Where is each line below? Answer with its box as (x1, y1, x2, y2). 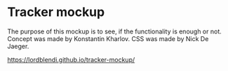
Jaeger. (7, 42, 29, 50)
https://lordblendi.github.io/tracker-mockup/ (7, 55, 135, 63)
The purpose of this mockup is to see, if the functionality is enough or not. (7, 27, 222, 35)
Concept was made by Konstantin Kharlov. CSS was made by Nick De (7, 34, 209, 42)
